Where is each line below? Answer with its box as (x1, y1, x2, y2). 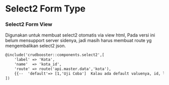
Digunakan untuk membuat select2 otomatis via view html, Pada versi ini (5, 32, 155, 38)
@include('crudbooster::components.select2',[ (5, 52, 105, 57)
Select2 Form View (5, 21, 53, 28)
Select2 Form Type (5, 3, 86, 14)
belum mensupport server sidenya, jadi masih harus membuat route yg (5, 37, 152, 43)
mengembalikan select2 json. (5, 43, 66, 49)
